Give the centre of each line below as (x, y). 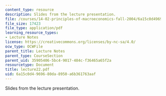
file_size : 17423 (23, 24)
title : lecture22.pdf (27, 70)
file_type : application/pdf (34, 28)
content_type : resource (30, 10)
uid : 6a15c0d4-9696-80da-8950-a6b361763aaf (51, 74)
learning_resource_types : (32, 33)
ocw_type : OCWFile (24, 47)
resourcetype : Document (30, 65)
